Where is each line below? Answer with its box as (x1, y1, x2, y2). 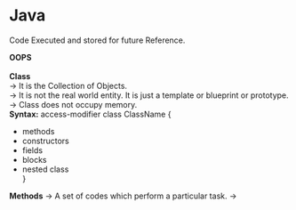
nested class (21, 164, 69, 174)
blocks (21, 154, 47, 165)
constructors (21, 135, 69, 146)
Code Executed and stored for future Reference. (9, 35, 186, 45)
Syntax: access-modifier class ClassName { (9, 109, 172, 119)
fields (21, 144, 43, 156)
